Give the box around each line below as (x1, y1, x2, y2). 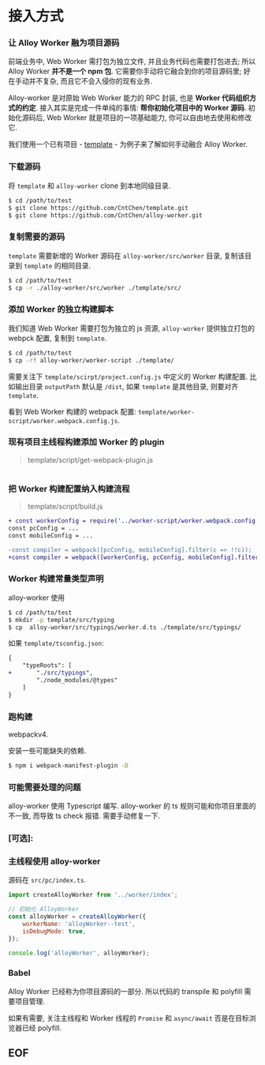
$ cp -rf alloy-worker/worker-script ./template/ (8, 356, 175, 364)
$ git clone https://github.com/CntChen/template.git (8, 204, 189, 212)
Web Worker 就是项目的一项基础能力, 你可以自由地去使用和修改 (46, 113, 252, 122)
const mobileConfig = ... (8, 531, 93, 539)
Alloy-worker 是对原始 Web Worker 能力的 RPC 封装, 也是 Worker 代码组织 (8, 93, 250, 103)
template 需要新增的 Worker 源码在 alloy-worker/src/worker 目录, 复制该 (8, 250, 245, 261)
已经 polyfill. (21, 1023, 62, 1033)
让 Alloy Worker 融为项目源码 (8, 37, 120, 48)
